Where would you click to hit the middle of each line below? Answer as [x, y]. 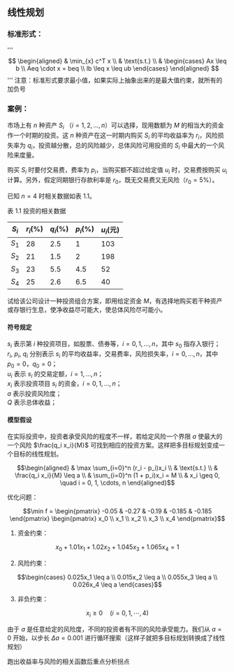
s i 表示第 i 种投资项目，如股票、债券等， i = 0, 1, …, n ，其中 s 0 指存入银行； [114, 345]
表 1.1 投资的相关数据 [37, 210]
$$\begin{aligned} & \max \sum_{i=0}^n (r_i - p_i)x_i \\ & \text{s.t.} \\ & [117, 468]
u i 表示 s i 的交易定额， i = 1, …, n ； [55, 374]
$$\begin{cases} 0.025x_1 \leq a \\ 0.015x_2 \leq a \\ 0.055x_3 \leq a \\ [117, 577]
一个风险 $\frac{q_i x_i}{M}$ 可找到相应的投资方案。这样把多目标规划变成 [113, 445]
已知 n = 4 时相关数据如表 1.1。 [51, 196]
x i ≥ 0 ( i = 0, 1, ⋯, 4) [117, 614]
